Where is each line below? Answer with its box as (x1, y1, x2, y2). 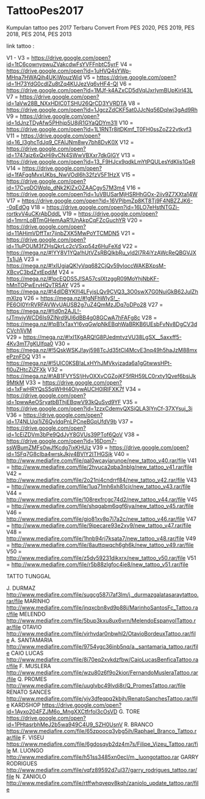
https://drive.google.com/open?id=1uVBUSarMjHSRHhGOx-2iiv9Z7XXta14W (6, 190, 198, 197)
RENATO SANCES (6, 688, 51, 696)
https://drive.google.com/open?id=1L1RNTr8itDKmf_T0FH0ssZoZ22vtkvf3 (6, 125, 192, 133)
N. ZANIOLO (15, 773, 47, 780)
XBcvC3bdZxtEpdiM (6, 268, 58, 276)
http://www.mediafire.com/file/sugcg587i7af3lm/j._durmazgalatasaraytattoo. (6, 591, 199, 598)
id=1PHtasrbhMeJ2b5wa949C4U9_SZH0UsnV (6, 721, 123, 728)
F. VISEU (22, 734, 45, 741)
